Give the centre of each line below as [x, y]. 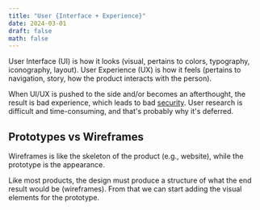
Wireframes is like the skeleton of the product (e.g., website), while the [126, 156]
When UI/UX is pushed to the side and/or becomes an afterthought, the [127, 94]
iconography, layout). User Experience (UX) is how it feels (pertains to [125, 70]
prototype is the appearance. [57, 165]
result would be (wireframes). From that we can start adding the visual [125, 189]
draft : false [30, 31]
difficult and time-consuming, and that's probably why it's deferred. [121, 111]
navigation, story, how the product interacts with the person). [110, 78]
